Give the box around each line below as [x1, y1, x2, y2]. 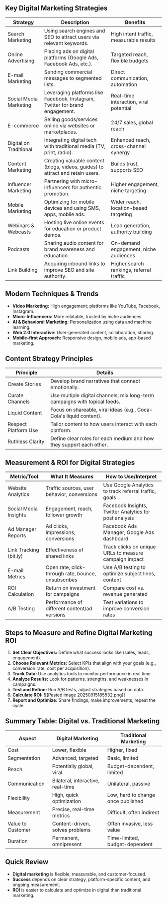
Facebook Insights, [103, 502, 148, 509]
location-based [111, 204, 148, 211]
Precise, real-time [52, 806, 94, 813]
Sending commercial [44, 68, 92, 75]
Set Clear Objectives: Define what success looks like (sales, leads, [12, 649, 150, 656]
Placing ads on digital [44, 47, 94, 54]
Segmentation [7, 754, 41, 761]
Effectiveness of [45, 546, 83, 553]
